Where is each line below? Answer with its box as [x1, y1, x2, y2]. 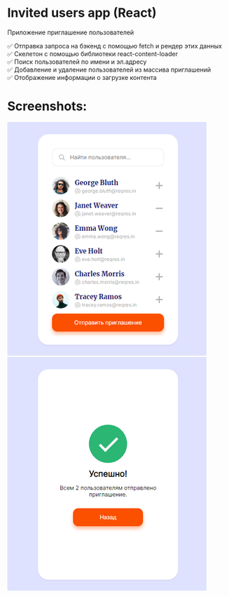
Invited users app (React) [7, 5, 157, 21]
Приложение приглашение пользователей [7, 28, 134, 36]
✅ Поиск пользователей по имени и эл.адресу [7, 58, 147, 66]
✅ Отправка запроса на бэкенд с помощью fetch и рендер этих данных [7, 41, 223, 50]
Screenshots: [7, 98, 88, 114]
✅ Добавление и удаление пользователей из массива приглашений [7, 65, 211, 74]
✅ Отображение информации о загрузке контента [7, 73, 158, 81]
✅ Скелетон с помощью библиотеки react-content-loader [7, 49, 179, 58]
